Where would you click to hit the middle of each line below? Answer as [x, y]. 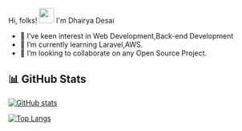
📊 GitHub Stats [47, 79]
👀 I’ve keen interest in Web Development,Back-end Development [127, 36]
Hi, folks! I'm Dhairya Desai [61, 20]
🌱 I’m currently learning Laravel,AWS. [81, 45]
